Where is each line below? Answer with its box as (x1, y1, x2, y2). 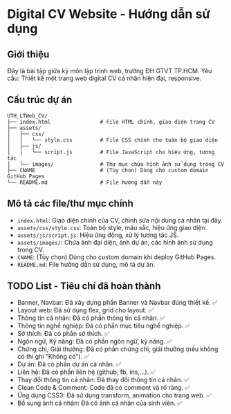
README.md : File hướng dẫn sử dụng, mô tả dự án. (17, 260, 156, 268)
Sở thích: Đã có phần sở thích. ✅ (17, 330, 110, 338)
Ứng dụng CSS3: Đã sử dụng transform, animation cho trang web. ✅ (17, 391, 212, 399)
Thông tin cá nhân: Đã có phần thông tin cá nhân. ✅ (17, 314, 166, 322)
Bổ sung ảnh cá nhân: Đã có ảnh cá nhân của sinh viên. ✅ (17, 399, 183, 407)
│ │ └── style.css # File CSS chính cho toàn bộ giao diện (7, 136, 218, 144)
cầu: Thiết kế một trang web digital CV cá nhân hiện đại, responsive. (7, 74, 202, 82)
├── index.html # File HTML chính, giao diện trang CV (7, 118, 215, 125)
